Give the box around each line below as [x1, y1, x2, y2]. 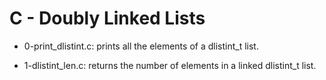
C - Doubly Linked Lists [9, 7, 206, 30]
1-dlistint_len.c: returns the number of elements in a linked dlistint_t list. [23, 59, 317, 71]
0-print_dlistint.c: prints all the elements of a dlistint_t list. [23, 40, 259, 52]
